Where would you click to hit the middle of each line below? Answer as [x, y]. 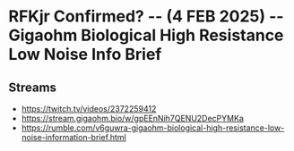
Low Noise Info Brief [85, 55]
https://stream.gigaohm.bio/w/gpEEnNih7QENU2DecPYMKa [132, 118]
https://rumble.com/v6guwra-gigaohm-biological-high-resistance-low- [153, 128]
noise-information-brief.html [73, 137]
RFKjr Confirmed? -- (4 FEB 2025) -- [146, 17]
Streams [33, 87]
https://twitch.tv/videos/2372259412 [89, 109]
